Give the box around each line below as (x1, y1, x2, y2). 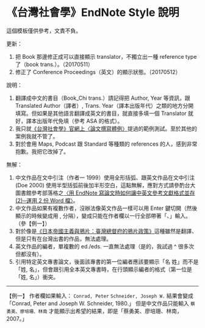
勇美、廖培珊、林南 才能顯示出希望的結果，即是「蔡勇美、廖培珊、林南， (6, 307, 182, 315)
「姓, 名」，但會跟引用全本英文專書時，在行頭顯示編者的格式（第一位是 (15, 266, 192, 273)
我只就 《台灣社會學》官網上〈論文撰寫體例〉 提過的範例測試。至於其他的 (15, 125, 197, 132)
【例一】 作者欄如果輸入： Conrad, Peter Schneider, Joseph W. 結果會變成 (6, 292, 194, 299)
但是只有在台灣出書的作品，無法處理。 (15, 235, 112, 242)
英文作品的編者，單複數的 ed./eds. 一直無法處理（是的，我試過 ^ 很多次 (15, 242, 195, 250)
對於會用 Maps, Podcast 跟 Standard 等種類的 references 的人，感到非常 (15, 140, 198, 147)
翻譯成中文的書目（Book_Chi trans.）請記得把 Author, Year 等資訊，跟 (15, 94, 190, 102)
